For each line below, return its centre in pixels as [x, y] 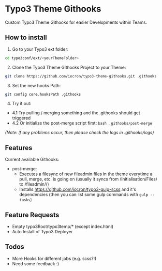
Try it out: [22, 104]
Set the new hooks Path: [36, 85]
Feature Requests [32, 215]
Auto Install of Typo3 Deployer [42, 232]
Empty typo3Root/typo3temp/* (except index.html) [63, 226]
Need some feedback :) [36, 263]
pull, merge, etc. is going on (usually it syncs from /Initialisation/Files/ [88, 179]
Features [19, 148]
